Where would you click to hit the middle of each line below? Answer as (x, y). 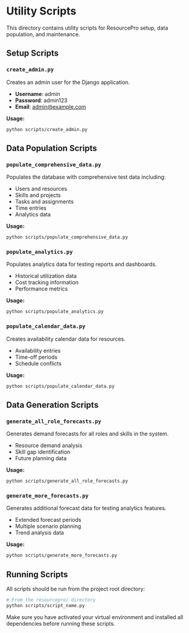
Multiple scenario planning (48, 526)
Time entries (30, 208)
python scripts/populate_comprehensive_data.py (67, 237)
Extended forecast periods (48, 520)
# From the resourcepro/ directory (51, 600)
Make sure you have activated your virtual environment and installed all (95, 617)
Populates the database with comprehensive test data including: (86, 177)
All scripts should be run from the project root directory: (76, 589)
